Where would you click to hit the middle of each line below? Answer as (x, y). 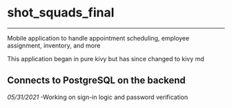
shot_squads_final (61, 13)
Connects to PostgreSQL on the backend (97, 80)
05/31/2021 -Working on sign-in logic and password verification (98, 97)
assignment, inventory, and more (54, 45)
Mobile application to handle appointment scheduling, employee (98, 38)
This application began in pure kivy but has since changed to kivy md (106, 58)
